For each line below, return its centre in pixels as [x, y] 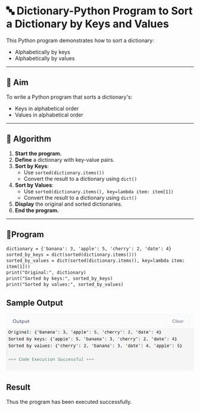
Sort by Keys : [32, 166]
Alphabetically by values [45, 58]
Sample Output [35, 302]
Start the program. [38, 153]
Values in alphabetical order [49, 115]
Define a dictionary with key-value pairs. [65, 159]
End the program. [37, 210]
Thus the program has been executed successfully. [69, 401]
